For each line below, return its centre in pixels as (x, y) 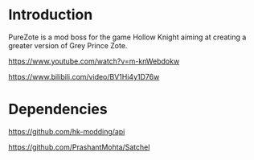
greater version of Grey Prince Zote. (68, 45)
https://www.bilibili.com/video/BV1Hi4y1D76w (84, 76)
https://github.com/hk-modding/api (67, 131)
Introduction (51, 15)
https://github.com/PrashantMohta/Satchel (79, 147)
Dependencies (58, 109)
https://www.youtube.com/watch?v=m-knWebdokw (94, 61)
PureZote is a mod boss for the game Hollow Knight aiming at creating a (127, 37)
